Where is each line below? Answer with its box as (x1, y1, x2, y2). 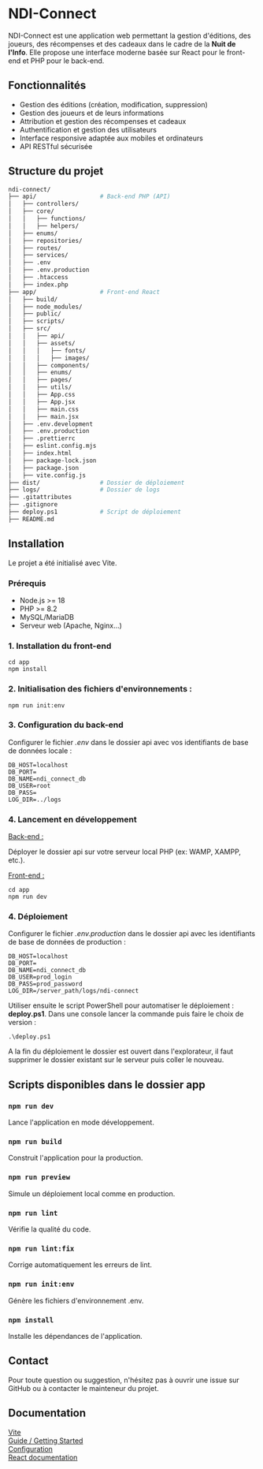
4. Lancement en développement (8, 814, 137, 825)
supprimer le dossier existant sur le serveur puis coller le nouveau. (8, 1055, 224, 1064)
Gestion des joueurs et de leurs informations (19, 108, 164, 117)
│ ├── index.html (8, 449, 72, 457)
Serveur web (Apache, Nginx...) (19, 621, 122, 630)
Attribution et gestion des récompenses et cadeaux (19, 116, 187, 126)
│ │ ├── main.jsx (8, 412, 80, 420)
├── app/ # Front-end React (8, 288, 160, 296)
